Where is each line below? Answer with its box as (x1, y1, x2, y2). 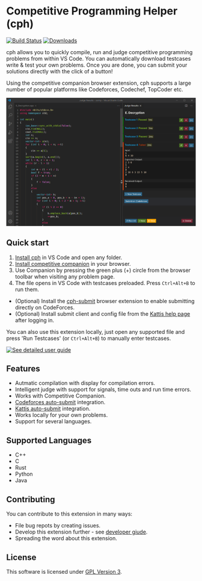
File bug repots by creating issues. (14, 522, 101, 529)
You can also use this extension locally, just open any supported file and (6, 328, 185, 335)
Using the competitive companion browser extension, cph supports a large (6, 79, 191, 87)
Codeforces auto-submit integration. (14, 399, 106, 406)
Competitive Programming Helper (6, 4, 178, 18)
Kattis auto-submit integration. (14, 405, 91, 413)
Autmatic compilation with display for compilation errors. (14, 380, 155, 387)
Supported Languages (6, 435, 92, 446)
